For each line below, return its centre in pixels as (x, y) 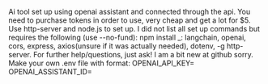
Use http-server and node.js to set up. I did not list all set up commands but (134, 29)
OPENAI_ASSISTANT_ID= (50, 71)
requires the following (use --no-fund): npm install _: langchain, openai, (128, 37)
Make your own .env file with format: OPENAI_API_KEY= (102, 63)
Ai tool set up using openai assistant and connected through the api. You (130, 12)
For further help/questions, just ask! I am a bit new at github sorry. (143, 55)
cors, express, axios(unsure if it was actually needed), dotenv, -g (117, 46)
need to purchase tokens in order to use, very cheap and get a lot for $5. (130, 20)
